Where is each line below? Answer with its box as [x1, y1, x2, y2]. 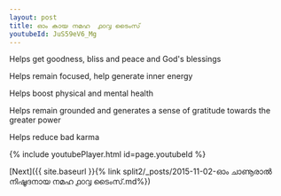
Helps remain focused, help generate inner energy [9, 71, 193, 82]
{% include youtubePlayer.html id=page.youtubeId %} [9, 149, 207, 160]
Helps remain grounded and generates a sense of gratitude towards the [9, 106, 271, 116]
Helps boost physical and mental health [9, 88, 153, 98]
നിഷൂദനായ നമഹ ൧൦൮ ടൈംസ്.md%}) [9, 176, 151, 187]
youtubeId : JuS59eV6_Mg [9, 29, 98, 38]
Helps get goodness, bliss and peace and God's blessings [9, 54, 222, 65]
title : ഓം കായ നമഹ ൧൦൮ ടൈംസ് [9, 21, 141, 30]
